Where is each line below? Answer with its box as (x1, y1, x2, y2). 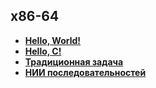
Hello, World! (24, 34, 82, 46)
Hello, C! (24, 45, 62, 57)
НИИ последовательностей (24, 66, 147, 78)
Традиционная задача (24, 55, 124, 68)
